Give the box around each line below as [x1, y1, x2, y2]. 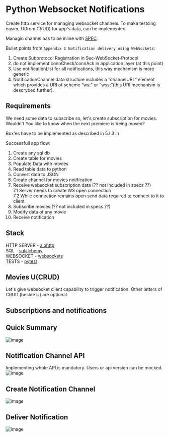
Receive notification [13, 214, 54, 220]
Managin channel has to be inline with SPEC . [6, 35, 98, 41]
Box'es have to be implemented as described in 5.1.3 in [6, 130, 120, 136]
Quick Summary [6, 323, 57, 332]
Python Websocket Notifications [6, 4, 145, 15]
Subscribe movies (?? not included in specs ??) [13, 203, 111, 209]
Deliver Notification [6, 413, 68, 421]
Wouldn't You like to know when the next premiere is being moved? [6, 120, 145, 127]
